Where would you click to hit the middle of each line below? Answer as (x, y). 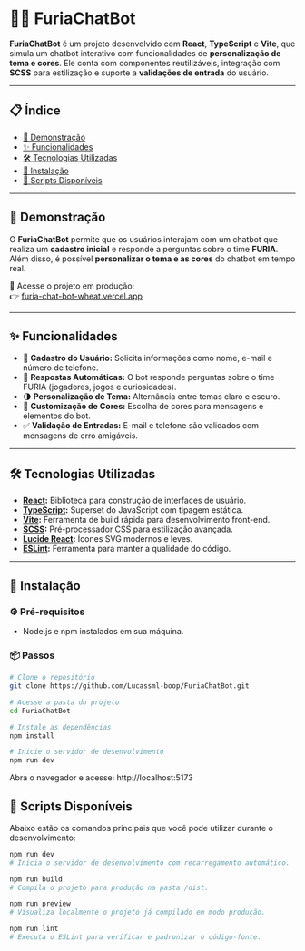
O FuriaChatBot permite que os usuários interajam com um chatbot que (144, 239)
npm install (32, 735)
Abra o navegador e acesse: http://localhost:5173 (101, 778)
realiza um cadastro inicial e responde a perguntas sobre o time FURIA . (144, 249)
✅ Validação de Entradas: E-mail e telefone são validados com (141, 426)
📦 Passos (32, 655)
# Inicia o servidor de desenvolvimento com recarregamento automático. (150, 863)
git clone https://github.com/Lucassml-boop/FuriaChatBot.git (129, 686)
